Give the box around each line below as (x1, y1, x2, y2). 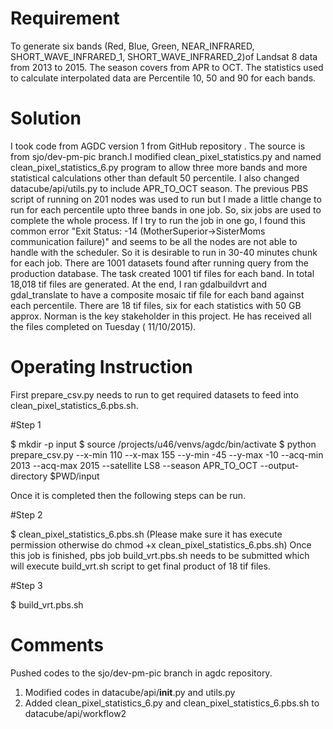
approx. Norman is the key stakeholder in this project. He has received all (10, 310, 312, 322)
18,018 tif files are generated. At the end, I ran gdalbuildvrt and (10, 278, 267, 290)
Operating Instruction (10, 356, 193, 379)
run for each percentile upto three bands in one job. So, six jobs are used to (10, 203, 322, 216)
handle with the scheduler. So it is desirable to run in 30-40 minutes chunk (10, 246, 318, 258)
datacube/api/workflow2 (24, 707, 127, 719)
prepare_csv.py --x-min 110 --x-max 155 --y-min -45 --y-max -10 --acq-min (10, 448, 324, 461)
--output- (259, 459, 300, 471)
